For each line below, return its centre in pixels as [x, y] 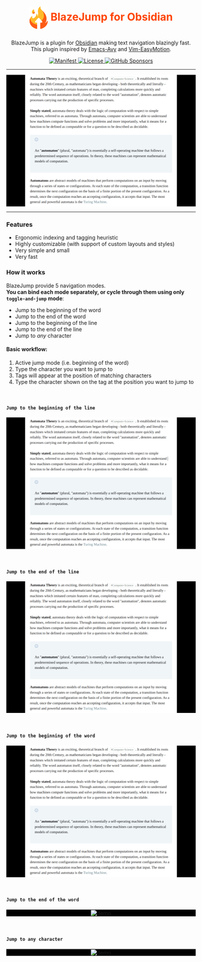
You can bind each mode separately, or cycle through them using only [95, 292]
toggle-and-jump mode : [35, 298]
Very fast [26, 257]
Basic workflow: [27, 350]
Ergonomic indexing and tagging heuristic [66, 238]
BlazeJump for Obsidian [112, 17]
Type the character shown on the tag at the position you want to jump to [104, 381]
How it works [26, 273]
